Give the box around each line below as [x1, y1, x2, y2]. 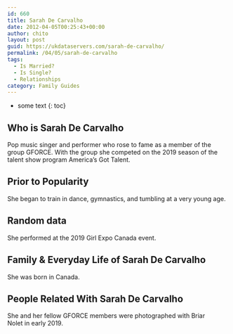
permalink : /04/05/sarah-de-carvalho [7, 50, 118, 57]
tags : [7, 56, 23, 63]
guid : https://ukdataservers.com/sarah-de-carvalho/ [7, 43, 165, 50]
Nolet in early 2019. [7, 319, 63, 328]
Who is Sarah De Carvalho [7, 122, 124, 134]
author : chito [7, 30, 49, 37]
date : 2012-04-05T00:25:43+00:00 [7, 23, 105, 30]
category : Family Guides [7, 82, 80, 89]
